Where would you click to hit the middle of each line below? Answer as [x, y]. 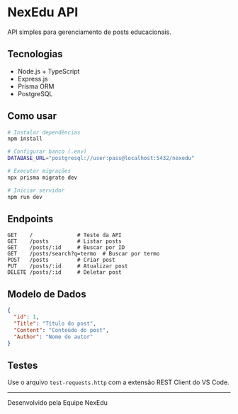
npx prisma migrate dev [42, 178]
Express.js [33, 79]
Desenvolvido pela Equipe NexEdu [58, 403]
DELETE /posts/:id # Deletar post [64, 272]
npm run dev [25, 197]
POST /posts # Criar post [61, 260]
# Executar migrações [39, 171]
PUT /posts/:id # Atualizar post [68, 266]
